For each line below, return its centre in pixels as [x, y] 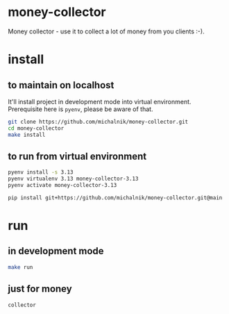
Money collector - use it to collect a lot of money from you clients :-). [106, 31]
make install [27, 135]
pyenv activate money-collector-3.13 [62, 185]
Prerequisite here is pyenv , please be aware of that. [80, 109]
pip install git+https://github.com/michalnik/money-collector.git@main [115, 198]
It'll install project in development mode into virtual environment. [100, 101]
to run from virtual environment [77, 156]
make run [20, 267]
